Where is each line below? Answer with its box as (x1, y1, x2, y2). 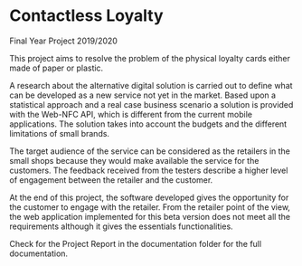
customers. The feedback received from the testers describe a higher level (9, 165, 288, 176)
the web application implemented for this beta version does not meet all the (9, 211, 291, 222)
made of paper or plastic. (9, 62, 104, 73)
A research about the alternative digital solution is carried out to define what (9, 80, 293, 90)
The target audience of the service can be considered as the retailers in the (9, 146, 291, 157)
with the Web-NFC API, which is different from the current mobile (9, 109, 253, 119)
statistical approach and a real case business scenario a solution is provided (9, 99, 294, 109)
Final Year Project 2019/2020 (9, 35, 118, 46)
